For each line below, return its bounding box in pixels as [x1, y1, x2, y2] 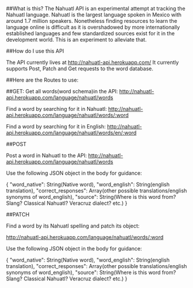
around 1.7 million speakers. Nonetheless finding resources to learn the [6, 18, 177, 24]
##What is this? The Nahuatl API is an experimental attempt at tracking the [6, 5, 185, 12]
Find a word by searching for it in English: [6, 123, 106, 130]
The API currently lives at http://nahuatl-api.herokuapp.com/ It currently [6, 59, 180, 66]
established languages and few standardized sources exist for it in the [6, 30, 175, 37]
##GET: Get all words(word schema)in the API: [6, 88, 118, 94]
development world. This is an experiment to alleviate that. [6, 36, 147, 43]
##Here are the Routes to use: [6, 76, 79, 83]
